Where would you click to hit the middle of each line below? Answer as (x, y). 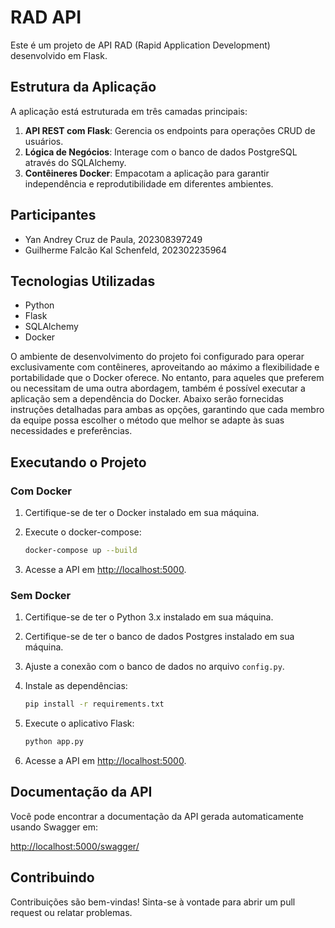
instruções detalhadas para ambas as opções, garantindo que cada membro (167, 410)
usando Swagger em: (54, 827)
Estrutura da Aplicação (83, 87)
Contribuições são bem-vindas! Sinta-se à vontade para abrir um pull (153, 902)
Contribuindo (52, 877)
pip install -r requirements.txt (94, 704)
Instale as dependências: (76, 686)
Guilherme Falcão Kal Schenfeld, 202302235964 (126, 250)
